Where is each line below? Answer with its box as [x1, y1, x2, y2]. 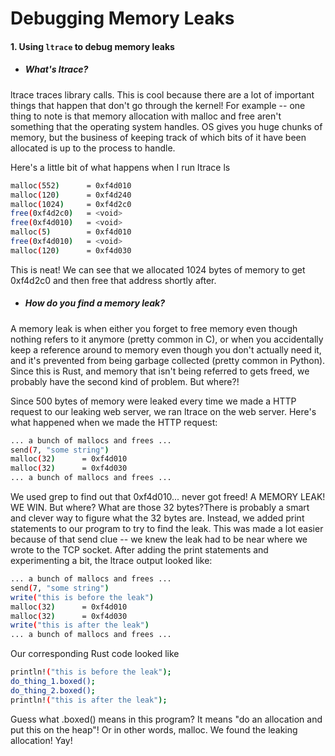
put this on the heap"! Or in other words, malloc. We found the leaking [10, 723, 298, 736]
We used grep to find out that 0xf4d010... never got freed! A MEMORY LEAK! [10, 491, 326, 503]
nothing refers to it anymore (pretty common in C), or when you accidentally [10, 333, 324, 345]
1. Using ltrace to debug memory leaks [10, 40, 175, 52]
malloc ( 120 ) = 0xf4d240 [10, 190, 132, 200]
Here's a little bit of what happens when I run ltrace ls [10, 161, 231, 173]
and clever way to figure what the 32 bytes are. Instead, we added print [10, 512, 305, 524]
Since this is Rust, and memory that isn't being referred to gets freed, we [10, 365, 310, 377]
